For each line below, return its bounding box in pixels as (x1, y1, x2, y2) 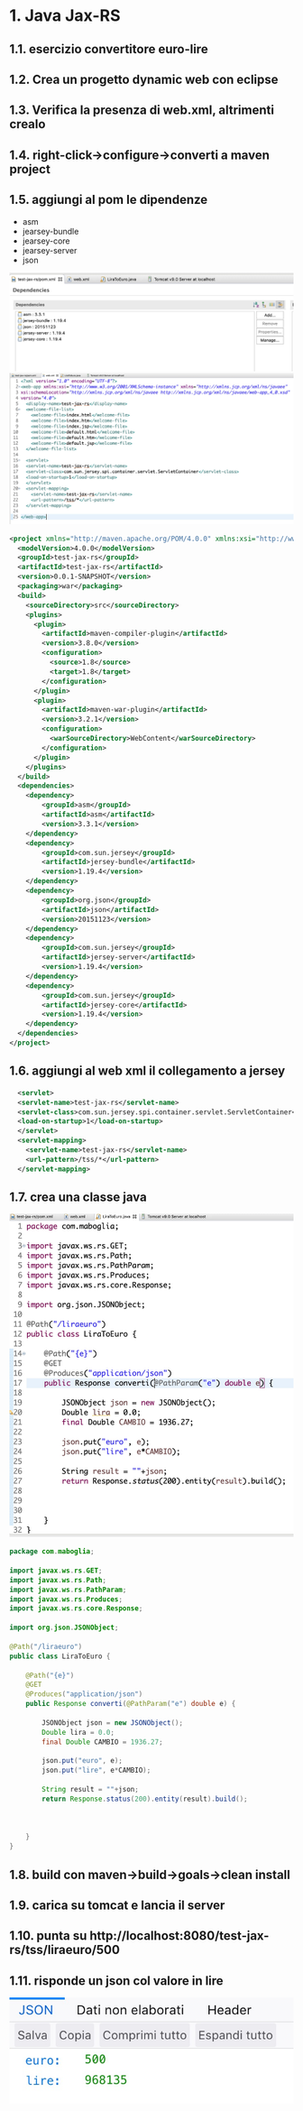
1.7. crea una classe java (9, 1190, 147, 1205)
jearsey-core (22, 235, 70, 246)
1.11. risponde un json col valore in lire (9, 1973, 224, 1988)
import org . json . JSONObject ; (9, 1623, 119, 1633)
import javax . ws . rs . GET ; (9, 1566, 103, 1575)
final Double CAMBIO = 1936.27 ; (41, 1738, 164, 1747)
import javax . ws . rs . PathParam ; (9, 1585, 127, 1594)
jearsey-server (22, 244, 78, 255)
